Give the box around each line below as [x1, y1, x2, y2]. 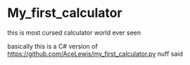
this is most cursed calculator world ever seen [7, 28, 141, 37]
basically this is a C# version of [7, 42, 99, 50]
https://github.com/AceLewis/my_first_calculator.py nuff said [7, 49, 183, 58]
